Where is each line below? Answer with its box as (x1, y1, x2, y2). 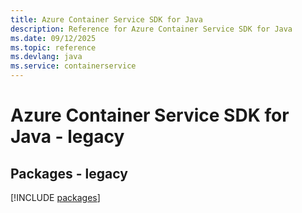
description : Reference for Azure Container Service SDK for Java (10, 24, 293, 34)
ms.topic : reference (10, 42, 97, 53)
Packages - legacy (10, 165, 128, 182)
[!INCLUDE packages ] (10, 192, 101, 203)
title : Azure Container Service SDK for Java (10, 14, 203, 25)
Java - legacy (10, 126, 125, 148)
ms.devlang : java (10, 52, 83, 62)
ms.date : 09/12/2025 (10, 33, 97, 43)
